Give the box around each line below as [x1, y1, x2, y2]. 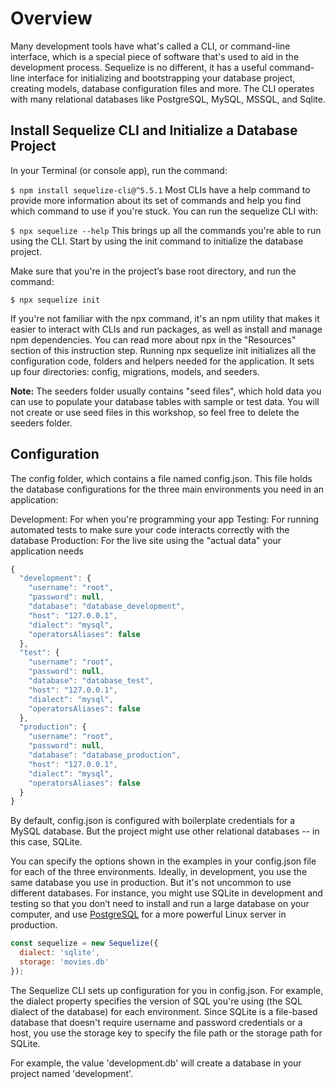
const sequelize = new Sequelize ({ [10, 938, 159, 949]
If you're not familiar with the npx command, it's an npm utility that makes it [10, 312, 320, 324]
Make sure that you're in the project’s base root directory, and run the [10, 265, 297, 277]
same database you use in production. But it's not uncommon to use [10, 877, 292, 889]
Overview [10, 7, 93, 30]
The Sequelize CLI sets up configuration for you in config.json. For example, [10, 984, 324, 996]
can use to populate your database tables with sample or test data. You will [10, 395, 320, 407]
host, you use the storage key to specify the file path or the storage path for [10, 1027, 323, 1039]
